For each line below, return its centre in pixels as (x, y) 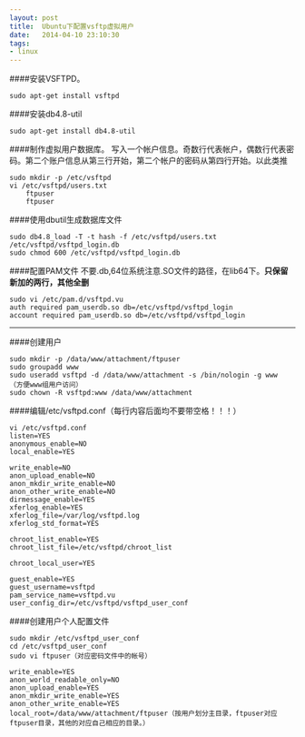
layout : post (34, 18)
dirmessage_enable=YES (52, 500)
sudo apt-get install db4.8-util (73, 131)
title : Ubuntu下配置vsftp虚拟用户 (72, 26)
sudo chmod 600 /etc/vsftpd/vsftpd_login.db (95, 253)
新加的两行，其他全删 (49, 282)
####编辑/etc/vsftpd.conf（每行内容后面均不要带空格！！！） (125, 411)
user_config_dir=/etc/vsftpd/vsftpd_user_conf (99, 603)
